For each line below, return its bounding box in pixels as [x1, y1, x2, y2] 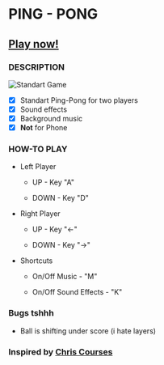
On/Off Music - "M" [32, 272, 98, 282]
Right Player [19, 209, 61, 219]
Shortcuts [19, 256, 53, 265]
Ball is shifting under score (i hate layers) [19, 325, 156, 336]
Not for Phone [19, 123, 68, 133]
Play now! [8, 37, 59, 51]
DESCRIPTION [8, 62, 65, 73]
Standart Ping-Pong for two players [19, 95, 139, 105]
